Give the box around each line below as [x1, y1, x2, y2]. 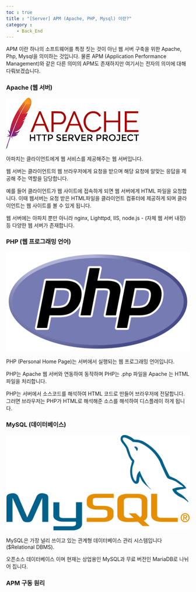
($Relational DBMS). [6, 543, 55, 550]
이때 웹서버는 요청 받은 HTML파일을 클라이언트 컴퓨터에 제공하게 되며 [18, 194, 176, 201]
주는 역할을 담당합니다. [16, 174, 69, 182]
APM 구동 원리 [6, 579, 45, 587]
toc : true [6, 9, 33, 15]
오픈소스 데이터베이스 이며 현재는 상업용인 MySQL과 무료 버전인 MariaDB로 [6, 555, 178, 562]
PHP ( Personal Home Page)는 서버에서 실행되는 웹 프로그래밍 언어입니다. [6, 358, 175, 365]
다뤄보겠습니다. [6, 67, 41, 74]
